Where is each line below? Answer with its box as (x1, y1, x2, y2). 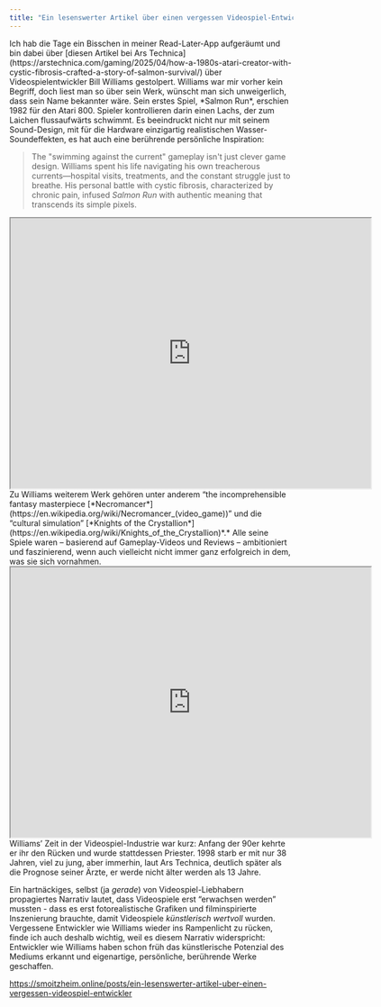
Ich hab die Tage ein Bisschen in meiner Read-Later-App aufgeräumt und (9, 38, 281, 49)
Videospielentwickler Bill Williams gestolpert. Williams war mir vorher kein (9, 76, 284, 86)
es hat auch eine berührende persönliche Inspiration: (68, 133, 265, 144)
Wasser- (235, 123, 268, 135)
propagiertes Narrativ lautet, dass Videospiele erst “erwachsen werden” (9, 894, 277, 904)
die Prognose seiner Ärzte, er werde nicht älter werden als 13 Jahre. (9, 866, 261, 877)
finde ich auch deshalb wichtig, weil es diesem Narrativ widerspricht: (9, 931, 266, 942)
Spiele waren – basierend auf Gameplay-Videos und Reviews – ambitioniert (9, 537, 287, 548)
